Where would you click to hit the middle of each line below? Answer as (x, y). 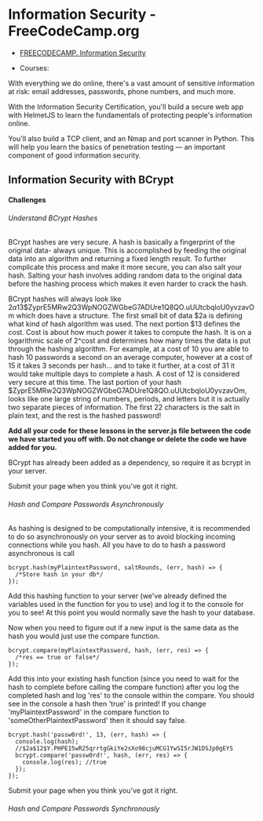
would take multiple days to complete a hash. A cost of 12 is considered (124, 374)
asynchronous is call (41, 554)
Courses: (34, 67)
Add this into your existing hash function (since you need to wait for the (124, 679)
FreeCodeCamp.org (74, 31)
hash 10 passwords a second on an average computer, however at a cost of (130, 358)
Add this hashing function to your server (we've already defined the (118, 596)
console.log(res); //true (65, 762)
